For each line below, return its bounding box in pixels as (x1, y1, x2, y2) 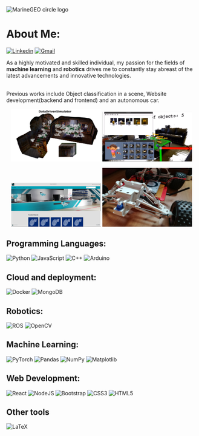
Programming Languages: (6, 238, 106, 248)
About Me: (6, 27, 60, 41)
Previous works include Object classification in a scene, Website (6, 90, 167, 97)
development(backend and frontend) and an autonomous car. (6, 97, 160, 104)
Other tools (6, 407, 50, 417)
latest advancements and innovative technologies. (6, 72, 131, 79)
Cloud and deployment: (6, 272, 97, 282)
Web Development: (6, 373, 80, 384)
